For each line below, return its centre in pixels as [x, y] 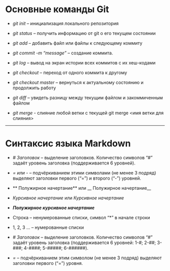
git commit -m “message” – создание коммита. [63, 53]
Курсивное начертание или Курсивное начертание [68, 198]
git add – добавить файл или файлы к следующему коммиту [77, 43]
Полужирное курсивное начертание [53, 208]
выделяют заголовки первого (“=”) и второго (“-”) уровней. [77, 178]
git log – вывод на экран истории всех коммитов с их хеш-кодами [84, 62]
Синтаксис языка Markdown [68, 144]
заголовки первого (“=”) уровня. [48, 263]
